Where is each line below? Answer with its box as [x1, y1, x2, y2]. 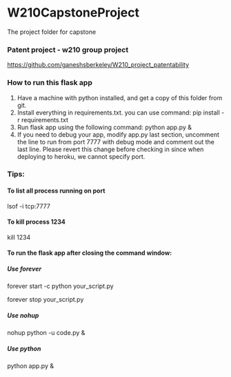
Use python [7, 344, 41, 353]
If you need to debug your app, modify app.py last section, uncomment [17, 130, 219, 139]
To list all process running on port [7, 186, 106, 195]
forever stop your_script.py [7, 296, 84, 304]
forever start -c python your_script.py [7, 282, 114, 291]
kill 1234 [7, 233, 31, 241]
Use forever [7, 264, 42, 273]
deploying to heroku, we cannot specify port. [17, 152, 145, 160]
